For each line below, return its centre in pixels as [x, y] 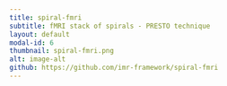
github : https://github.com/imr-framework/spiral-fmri [114, 68]
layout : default [39, 34]
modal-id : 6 [31, 43]
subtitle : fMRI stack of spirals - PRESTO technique [110, 26]
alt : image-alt [38, 59]
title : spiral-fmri [46, 17]
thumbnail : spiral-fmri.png [62, 51]
